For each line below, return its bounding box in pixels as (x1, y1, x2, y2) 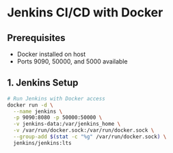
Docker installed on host (16, 50, 86, 58)
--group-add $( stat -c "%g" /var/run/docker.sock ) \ (13, 133, 167, 141)
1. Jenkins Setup (7, 77, 79, 89)
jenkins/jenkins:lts (13, 139, 72, 146)
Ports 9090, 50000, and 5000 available (16, 57, 128, 66)
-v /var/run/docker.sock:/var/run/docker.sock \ (13, 127, 155, 134)
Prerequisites (7, 32, 66, 44)
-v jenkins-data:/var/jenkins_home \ (13, 121, 121, 128)
